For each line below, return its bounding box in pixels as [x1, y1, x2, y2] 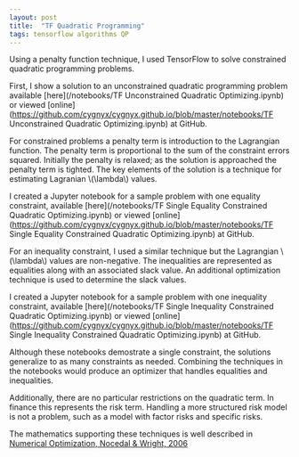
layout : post [9, 12, 58, 22]
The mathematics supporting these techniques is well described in [9, 428, 254, 439]
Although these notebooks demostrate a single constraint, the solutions [9, 347, 271, 357]
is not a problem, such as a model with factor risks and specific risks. [9, 412, 263, 422]
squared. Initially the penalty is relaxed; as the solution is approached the [9, 155, 278, 166]
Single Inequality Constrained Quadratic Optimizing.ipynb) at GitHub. [9, 330, 262, 340]
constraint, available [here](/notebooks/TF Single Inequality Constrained [9, 301, 274, 312]
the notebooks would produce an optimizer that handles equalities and [9, 366, 268, 377]
